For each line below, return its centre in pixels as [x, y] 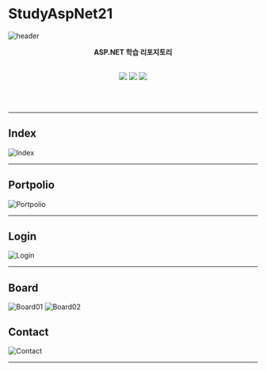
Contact [28, 332]
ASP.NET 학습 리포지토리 [133, 52]
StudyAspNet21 [61, 14]
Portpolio [32, 185]
